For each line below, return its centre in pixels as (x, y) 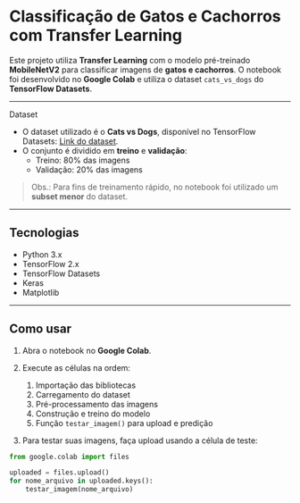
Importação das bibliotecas (86, 385)
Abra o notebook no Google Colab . (87, 350)
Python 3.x (42, 254)
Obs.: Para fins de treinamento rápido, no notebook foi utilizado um (154, 187)
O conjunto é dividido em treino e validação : (104, 150)
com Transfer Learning (96, 35)
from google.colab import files (69, 457)
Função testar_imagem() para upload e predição (124, 423)
